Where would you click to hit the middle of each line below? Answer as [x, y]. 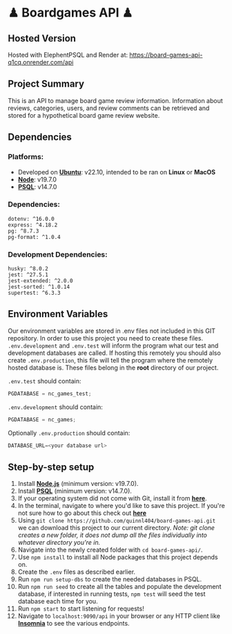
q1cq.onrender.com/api [41, 62]
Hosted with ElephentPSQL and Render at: [68, 55]
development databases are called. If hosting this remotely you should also [115, 353]
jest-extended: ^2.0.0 [40, 281]
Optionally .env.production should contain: [69, 433]
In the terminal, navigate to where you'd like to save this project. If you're [121, 506]
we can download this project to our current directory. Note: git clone [116, 528]
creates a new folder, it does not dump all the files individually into [113, 535]
